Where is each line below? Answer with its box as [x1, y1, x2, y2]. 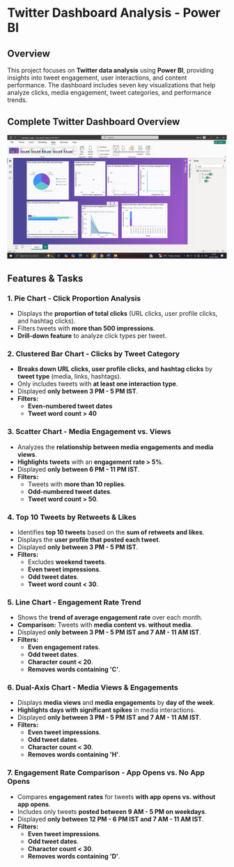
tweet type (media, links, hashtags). [17, 372, 122, 381]
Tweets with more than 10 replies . [27, 480, 127, 488]
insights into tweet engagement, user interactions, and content [7, 73, 187, 82]
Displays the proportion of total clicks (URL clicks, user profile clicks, [17, 309, 218, 317]
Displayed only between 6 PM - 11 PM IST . [17, 465, 140, 473]
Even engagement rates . [27, 643, 100, 651]
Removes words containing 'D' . [27, 852, 120, 860]
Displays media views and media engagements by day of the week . [17, 699, 215, 707]
